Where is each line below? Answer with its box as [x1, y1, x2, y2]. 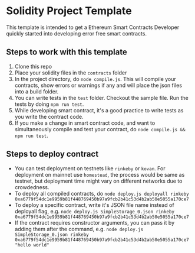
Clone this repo [14, 63, 52, 70]
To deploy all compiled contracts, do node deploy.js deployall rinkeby [14, 190, 190, 197]
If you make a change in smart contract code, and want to [14, 119, 156, 126]
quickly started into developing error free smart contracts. [6, 30, 147, 37]
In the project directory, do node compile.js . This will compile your [14, 75, 177, 82]
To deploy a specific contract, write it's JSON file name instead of [14, 201, 175, 208]
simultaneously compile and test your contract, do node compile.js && [14, 125, 186, 132]
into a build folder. [14, 87, 59, 95]
